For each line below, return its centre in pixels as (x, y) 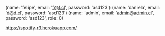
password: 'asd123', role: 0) (34, 18)
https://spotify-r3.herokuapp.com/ (41, 28)
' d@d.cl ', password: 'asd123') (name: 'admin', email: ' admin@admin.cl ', (80, 13)
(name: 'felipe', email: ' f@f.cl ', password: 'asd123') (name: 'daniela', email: (83, 7)
